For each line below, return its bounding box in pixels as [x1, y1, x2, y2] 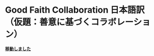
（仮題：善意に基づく [5, 17, 91, 28]
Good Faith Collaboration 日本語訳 [5, 4, 145, 16]
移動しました [5, 46, 31, 52]
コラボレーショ [90, 17, 151, 28]
